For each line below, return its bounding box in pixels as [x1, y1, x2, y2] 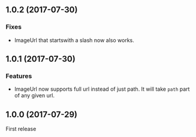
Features [5, 72, 32, 80]
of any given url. [14, 92, 55, 99]
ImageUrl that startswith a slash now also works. [14, 36, 134, 44]
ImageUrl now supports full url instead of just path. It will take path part [14, 85, 190, 93]
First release [5, 126, 37, 133]
